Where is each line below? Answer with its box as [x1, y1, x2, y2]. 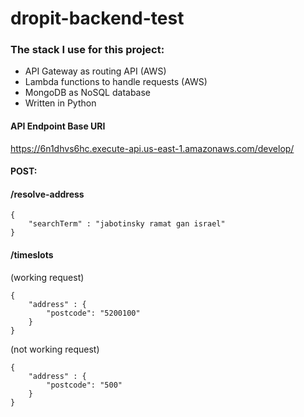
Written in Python [24, 97, 97, 109]
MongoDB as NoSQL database [24, 87, 152, 99]
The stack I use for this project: [10, 43, 165, 57]
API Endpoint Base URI [10, 120, 106, 132]
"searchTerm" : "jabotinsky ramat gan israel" [28, 219, 226, 229]
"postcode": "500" [46, 380, 123, 390]
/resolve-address [10, 188, 85, 200]
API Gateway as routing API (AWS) [24, 65, 167, 77]
